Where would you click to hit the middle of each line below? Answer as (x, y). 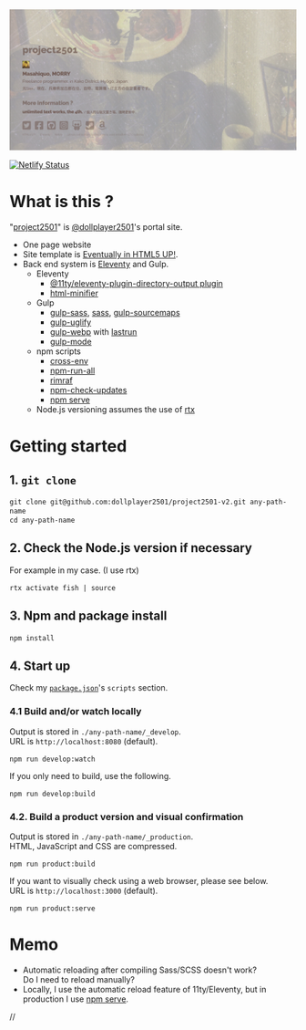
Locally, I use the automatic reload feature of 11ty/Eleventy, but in (144, 989)
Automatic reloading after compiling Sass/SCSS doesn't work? (140, 970)
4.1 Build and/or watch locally (76, 712)
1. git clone (43, 479)
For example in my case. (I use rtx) (74, 570)
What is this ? (61, 202)
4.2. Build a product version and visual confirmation (127, 817)
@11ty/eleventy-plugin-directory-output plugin (136, 284)
